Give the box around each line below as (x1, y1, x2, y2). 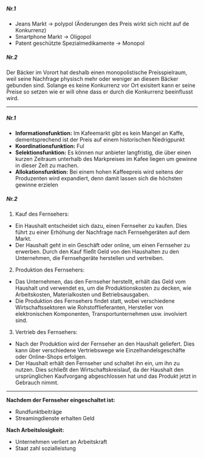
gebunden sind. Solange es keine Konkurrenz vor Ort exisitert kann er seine (6, 81, 195, 89)
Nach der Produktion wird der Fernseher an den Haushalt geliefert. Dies (15, 340, 195, 347)
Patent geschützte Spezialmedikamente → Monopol (15, 39, 144, 47)
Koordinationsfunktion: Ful (15, 142, 84, 149)
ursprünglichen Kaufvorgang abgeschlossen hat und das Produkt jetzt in (15, 372, 197, 380)
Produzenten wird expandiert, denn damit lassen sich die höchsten (15, 174, 183, 182)
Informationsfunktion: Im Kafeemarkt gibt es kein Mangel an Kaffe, (15, 129, 185, 137)
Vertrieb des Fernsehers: (15, 328, 78, 335)
